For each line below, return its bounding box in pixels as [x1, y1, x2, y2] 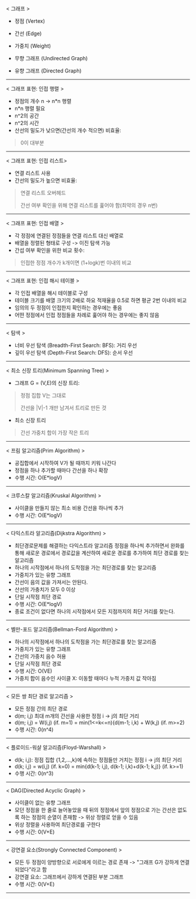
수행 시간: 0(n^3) [14, 770, 54, 777]
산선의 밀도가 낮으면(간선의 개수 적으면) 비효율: [14, 127, 121, 133]
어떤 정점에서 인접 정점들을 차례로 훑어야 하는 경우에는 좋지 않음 [14, 312, 159, 318]
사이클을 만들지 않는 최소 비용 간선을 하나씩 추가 [14, 505, 124, 511]
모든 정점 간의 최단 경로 [14, 705, 68, 712]
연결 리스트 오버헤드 [20, 190, 66, 196]
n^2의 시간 [14, 119, 39, 126]
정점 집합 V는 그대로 [20, 392, 66, 399]
